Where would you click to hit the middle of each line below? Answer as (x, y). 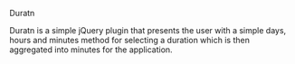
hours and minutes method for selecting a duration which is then (130, 40)
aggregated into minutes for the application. (91, 50)
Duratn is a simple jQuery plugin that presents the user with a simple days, (148, 30)
